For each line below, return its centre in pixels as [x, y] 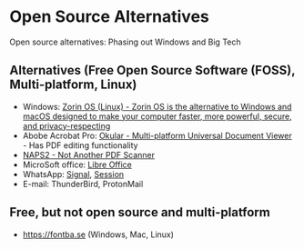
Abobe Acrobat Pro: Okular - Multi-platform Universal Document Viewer [157, 135]
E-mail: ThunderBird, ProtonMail [83, 184]
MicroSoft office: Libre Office [77, 164]
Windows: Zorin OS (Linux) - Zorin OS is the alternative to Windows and [157, 106]
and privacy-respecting [66, 125]
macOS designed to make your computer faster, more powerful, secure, [157, 116]
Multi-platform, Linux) [73, 85]
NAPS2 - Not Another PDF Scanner [88, 154]
